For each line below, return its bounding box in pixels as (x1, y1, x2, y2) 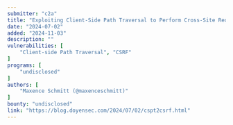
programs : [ (7, 62, 42, 69)
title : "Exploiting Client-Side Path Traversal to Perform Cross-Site (7, 17, 216, 24)
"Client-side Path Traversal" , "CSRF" (19, 49, 132, 56)
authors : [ (7, 81, 39, 88)
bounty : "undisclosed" (7, 101, 73, 108)
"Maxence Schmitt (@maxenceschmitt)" (19, 87, 129, 94)
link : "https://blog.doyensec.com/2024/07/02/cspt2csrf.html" (7, 107, 191, 114)
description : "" (7, 36, 54, 43)
